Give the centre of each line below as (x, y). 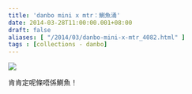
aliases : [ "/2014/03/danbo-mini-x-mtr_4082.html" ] (97, 37)
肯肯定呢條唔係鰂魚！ (43, 82)
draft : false (30, 30)
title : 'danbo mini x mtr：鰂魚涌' (64, 15)
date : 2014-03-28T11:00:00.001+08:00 (70, 23)
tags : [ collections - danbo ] (58, 45)
